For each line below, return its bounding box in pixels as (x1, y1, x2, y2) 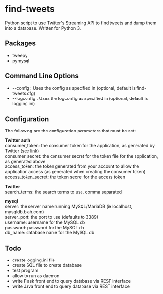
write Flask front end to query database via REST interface (12, 278, 131, 284)
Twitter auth (5, 137, 31, 143)
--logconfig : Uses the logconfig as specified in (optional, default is (12, 95, 148, 101)
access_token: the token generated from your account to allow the (5, 163, 139, 169)
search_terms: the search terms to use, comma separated (5, 189, 122, 195)
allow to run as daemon (12, 273, 60, 279)
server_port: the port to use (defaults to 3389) (5, 214, 99, 220)
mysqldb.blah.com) (5, 209, 44, 215)
